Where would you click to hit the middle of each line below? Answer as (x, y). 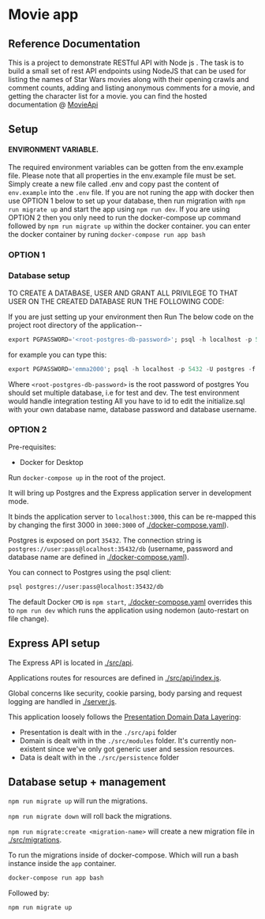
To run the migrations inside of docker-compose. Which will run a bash (123, 855)
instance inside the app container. (62, 864)
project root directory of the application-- (75, 324)
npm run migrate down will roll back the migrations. (90, 816)
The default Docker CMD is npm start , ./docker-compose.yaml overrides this (130, 602)
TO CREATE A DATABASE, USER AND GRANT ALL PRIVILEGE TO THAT (123, 293)
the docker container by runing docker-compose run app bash (107, 234)
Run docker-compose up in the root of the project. (87, 477)
